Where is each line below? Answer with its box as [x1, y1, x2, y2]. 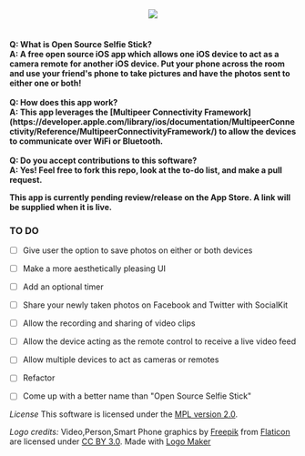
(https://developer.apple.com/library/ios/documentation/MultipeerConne [9, 116, 296, 127]
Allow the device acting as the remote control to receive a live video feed [22, 336, 297, 347]
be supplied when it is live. [9, 201, 112, 212]
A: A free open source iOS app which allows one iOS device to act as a [9, 48, 280, 59]
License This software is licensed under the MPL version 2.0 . [9, 409, 239, 420]
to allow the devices [218, 126, 297, 137]
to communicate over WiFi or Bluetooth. [9, 136, 164, 147]
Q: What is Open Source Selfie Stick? [9, 38, 153, 49]
